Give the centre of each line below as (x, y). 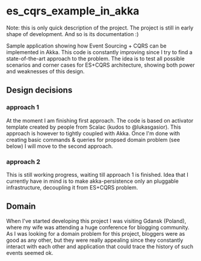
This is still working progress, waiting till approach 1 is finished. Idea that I (97, 174)
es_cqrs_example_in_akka (73, 11)
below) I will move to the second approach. (60, 146)
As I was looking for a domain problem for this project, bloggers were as (96, 233)
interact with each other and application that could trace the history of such (100, 246)
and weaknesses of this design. (45, 71)
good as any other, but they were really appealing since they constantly (95, 240)
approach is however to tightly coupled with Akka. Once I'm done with (93, 133)
